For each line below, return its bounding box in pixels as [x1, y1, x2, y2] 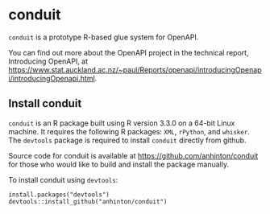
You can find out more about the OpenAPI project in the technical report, [8, 47, 249, 57]
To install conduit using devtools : [8, 175, 118, 184]
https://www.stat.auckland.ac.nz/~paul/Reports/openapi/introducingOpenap [8, 64, 262, 74]
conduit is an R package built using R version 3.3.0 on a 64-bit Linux [8, 118, 235, 128]
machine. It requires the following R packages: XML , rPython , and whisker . [8, 126, 250, 136]
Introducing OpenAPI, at [8, 56, 89, 66]
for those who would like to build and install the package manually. [8, 159, 230, 169]
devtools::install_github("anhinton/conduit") [8, 197, 168, 206]
